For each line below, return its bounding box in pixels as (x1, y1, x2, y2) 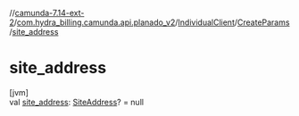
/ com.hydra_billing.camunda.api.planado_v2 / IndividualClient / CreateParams (13, 17, 290, 28)
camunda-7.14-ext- (14, 8, 85, 18)
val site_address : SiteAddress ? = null (9, 96, 145, 107)
